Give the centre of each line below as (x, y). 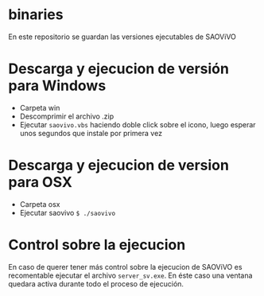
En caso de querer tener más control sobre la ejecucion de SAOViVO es (125, 267)
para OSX (41, 183)
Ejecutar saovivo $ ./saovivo (68, 212)
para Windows (57, 86)
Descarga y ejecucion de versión (118, 69)
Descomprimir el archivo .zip (67, 116)
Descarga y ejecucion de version (118, 166)
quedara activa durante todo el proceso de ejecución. (96, 283)
